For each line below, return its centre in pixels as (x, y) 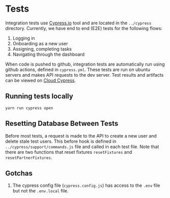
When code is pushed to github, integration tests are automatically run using (85, 64)
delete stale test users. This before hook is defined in (61, 141)
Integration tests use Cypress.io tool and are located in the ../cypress (78, 23)
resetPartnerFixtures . (29, 157)
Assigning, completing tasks (42, 49)
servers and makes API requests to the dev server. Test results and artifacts (84, 75)
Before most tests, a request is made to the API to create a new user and (81, 136)
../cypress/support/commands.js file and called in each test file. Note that (82, 146)
